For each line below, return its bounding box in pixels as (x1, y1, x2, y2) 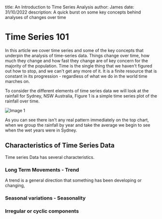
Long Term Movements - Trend (5, 166, 79, 173)
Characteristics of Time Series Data (5, 141, 115, 150)
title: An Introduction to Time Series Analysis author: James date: (5, 4, 134, 10)
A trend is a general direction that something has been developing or (5, 177, 142, 184)
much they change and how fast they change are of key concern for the (5, 58, 148, 64)
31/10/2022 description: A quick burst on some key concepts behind (5, 9, 141, 15)
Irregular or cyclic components (5, 207, 79, 214)
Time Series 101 (5, 32, 69, 43)
